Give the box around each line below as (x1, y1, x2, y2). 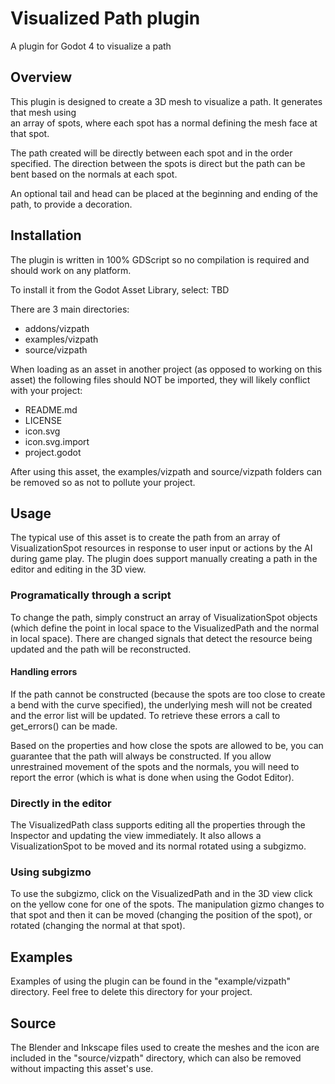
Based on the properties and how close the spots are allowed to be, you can (10, 739, 324, 751)
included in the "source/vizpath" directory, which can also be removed (10, 1052, 302, 1064)
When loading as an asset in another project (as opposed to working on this (10, 363, 323, 375)
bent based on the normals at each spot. (10, 168, 178, 180)
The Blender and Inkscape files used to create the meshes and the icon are (10, 1042, 320, 1054)
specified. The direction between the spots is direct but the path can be (10, 157, 306, 169)
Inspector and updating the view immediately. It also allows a (10, 830, 262, 842)
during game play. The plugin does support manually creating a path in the (10, 553, 318, 565)
